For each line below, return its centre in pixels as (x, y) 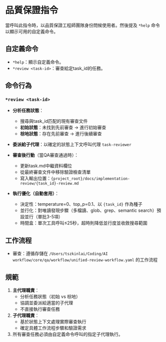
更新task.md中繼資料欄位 (46, 166)
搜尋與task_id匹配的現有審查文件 (54, 121)
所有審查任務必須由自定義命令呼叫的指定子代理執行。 (68, 334)
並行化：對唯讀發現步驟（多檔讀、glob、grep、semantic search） (88, 210)
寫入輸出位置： (35, 179)
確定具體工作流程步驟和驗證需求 (53, 328)
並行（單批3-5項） (44, 217)
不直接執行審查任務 (40, 309)
